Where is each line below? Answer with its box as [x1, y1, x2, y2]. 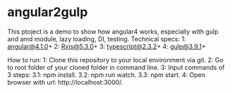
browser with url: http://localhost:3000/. [7, 78, 123, 86]
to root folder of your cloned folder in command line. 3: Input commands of [7, 63, 225, 71]
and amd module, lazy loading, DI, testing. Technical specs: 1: [7, 34, 186, 43]
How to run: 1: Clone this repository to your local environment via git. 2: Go [7, 55, 224, 64]
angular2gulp [7, 4, 88, 20]
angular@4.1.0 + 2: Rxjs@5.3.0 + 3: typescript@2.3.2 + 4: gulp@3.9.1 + [7, 42, 206, 50]
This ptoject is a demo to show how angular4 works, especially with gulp [7, 27, 219, 36]
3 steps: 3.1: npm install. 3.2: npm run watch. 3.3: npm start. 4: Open [7, 71, 206, 79]
